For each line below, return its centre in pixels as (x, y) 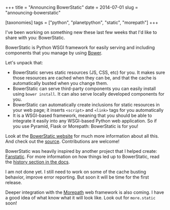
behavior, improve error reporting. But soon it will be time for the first (77, 177)
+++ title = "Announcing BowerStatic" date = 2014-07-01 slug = (72, 7)
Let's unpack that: (24, 62)
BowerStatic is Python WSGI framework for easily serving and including (80, 47)
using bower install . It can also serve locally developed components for (89, 94)
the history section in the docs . (38, 162)
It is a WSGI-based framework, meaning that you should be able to (82, 115)
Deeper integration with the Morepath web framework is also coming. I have (85, 192)
